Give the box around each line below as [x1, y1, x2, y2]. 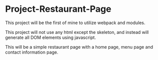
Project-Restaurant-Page [5, 3, 112, 15]
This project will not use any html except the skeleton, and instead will [5, 29, 149, 35]
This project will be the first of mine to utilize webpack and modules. [5, 20, 146, 26]
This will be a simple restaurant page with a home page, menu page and [5, 44, 154, 50]
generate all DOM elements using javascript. [5, 34, 96, 40]
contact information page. [5, 49, 59, 55]
